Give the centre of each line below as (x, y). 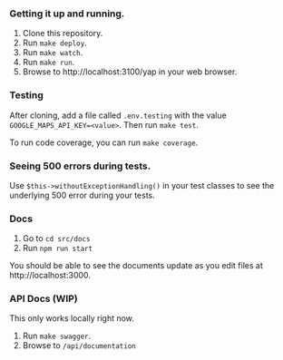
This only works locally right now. (72, 318)
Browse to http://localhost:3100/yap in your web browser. (130, 72)
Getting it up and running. (67, 14)
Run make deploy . (55, 43)
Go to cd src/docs (56, 238)
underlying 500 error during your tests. (83, 195)
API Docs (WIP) (44, 299)
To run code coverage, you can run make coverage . (104, 142)
